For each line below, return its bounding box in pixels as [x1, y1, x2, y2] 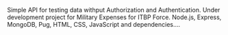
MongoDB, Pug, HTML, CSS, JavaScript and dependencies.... [7, 21, 181, 28]
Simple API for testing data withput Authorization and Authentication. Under [7, 6, 220, 14]
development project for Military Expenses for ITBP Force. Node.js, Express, [7, 13, 222, 21]
